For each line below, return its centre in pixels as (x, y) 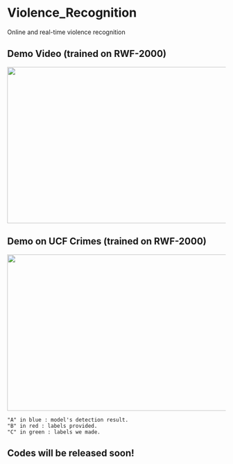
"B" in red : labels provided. (52, 426)
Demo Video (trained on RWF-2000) (87, 54)
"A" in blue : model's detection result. (68, 420)
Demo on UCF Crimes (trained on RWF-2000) (107, 241)
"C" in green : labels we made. (54, 432)
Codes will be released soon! (71, 453)
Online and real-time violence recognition (67, 32)
